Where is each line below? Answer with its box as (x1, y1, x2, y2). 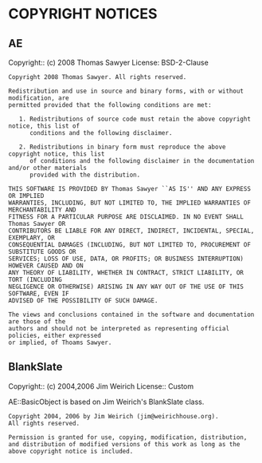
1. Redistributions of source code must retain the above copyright (18, 115, 251, 123)
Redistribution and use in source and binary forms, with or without (8, 87, 244, 95)
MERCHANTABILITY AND (8, 206, 77, 214)
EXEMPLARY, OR (8, 234, 56, 242)
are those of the (8, 318, 66, 326)
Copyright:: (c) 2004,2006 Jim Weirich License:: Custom (8, 381, 194, 391)
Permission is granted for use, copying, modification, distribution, (8, 433, 248, 441)
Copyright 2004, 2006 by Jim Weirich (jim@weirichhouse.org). (8, 412, 219, 420)
